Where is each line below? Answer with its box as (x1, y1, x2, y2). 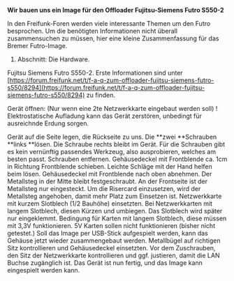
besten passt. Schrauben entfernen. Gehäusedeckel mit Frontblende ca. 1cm (7, 155, 228, 163)
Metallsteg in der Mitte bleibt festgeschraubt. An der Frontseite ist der (7, 177, 208, 185)
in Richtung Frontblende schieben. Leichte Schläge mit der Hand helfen (7, 162, 213, 170)
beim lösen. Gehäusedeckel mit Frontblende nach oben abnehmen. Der (7, 170, 212, 178)
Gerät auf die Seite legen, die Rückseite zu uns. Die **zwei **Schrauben (7, 132, 217, 141)
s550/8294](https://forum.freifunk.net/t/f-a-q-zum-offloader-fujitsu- (7, 84, 205, 91)
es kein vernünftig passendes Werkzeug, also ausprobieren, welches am (7, 148, 217, 155)
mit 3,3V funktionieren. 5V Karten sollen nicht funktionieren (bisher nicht (7, 222, 215, 229)
